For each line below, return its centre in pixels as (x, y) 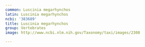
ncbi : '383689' (21, 19)
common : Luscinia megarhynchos (38, 10)
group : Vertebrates (26, 28)
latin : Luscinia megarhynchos (37, 14)
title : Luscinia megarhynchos (37, 23)
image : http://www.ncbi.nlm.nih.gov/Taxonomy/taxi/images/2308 (73, 33)
